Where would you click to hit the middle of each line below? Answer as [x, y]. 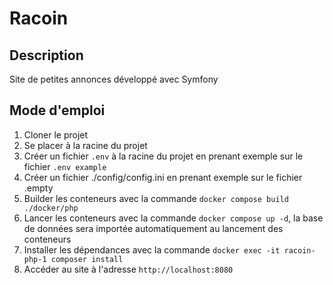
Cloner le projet [56, 134]
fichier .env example [65, 166]
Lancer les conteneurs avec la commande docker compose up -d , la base [173, 218]
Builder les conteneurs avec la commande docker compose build [156, 198]
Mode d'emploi [57, 110]
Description [46, 55]
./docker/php [51, 208]
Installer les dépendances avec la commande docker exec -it [152, 249]
